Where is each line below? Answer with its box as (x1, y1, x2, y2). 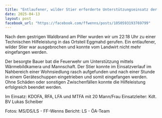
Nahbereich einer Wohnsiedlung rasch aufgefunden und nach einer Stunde (5, 69, 155, 75)
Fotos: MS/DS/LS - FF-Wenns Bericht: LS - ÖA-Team (5, 108, 110, 114)
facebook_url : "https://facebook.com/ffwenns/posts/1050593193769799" (5, 20, 151, 26)
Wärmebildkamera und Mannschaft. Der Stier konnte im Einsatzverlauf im (5, 64, 152, 70)
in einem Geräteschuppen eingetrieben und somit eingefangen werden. (5, 74, 148, 80)
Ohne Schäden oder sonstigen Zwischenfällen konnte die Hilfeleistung (5, 79, 146, 85)
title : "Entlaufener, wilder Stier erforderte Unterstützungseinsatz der (5, 7, 158, 12)
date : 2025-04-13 (5, 12, 40, 16)
